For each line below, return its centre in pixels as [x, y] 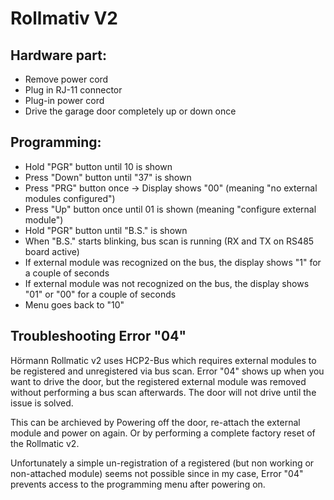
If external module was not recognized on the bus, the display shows [167, 283]
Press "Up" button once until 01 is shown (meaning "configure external [170, 209]
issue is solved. [42, 403]
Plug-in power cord [64, 100]
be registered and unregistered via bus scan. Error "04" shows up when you [167, 371]
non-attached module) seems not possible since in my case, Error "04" [157, 473]
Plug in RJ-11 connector [73, 90]
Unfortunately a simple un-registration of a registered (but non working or [162, 463]
